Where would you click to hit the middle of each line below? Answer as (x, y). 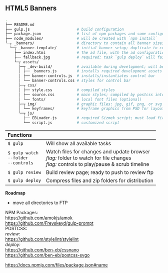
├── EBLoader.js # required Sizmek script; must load (89, 118)
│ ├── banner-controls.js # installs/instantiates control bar (87, 76)
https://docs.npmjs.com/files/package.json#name (56, 265)
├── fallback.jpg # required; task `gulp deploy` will (85, 57)
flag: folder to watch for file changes (88, 158)
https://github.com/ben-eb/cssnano (42, 250)
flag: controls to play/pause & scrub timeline (97, 164)
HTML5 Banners (31, 8)
